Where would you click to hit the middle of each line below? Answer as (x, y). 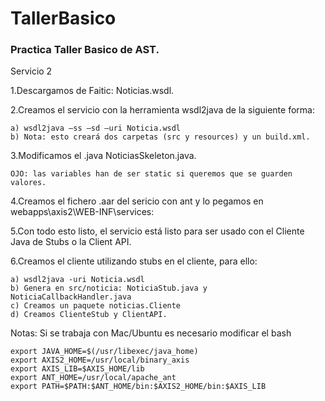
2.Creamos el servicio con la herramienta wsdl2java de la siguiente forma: (162, 110)
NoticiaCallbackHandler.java (71, 297)
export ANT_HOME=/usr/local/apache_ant (93, 378)
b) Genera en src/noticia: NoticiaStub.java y (109, 288)
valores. (28, 183)
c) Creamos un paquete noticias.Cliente (96, 306)
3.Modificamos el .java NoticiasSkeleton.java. (103, 156)
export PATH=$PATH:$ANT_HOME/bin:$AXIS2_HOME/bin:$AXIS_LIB (138, 387)
